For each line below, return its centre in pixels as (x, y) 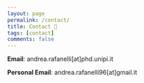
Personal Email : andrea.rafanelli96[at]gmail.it (72, 73)
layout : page (26, 13)
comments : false (31, 39)
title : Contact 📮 (32, 26)
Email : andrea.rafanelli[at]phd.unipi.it (60, 59)
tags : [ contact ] (31, 33)
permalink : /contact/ (39, 20)
